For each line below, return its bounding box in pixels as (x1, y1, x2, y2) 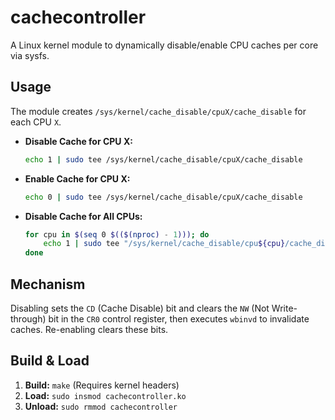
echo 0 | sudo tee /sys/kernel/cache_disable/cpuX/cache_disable (24, 192, 303, 202)
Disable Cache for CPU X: (24, 135, 133, 147)
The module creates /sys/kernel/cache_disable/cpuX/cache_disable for (10, 105, 307, 117)
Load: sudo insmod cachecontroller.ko (24, 389, 187, 401)
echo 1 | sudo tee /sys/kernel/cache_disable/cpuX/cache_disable (24, 154, 303, 165)
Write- (271, 302, 298, 314)
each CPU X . (10, 116, 62, 128)
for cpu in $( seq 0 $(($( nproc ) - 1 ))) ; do (24, 229, 210, 240)
